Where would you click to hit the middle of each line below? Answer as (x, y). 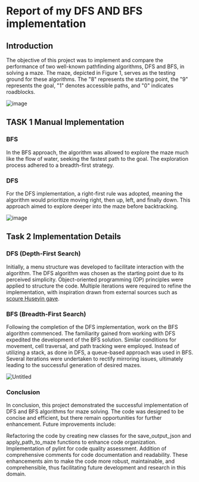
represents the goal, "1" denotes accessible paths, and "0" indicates (90, 86)
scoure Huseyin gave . (33, 298)
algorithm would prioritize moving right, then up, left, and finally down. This (98, 200)
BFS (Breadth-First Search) (46, 314)
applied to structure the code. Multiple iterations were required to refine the (99, 286)
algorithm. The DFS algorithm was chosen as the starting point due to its (95, 273)
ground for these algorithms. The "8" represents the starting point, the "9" (97, 79)
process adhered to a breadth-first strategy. (60, 165)
